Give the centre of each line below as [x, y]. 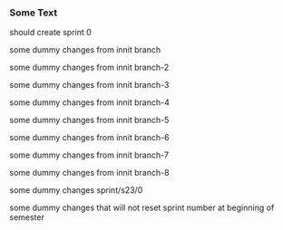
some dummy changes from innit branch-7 [89, 155]
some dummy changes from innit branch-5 [89, 120]
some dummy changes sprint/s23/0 [76, 190]
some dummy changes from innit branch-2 [89, 67]
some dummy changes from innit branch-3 [89, 85]
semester [27, 217]
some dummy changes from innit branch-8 [89, 173]
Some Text [34, 13]
